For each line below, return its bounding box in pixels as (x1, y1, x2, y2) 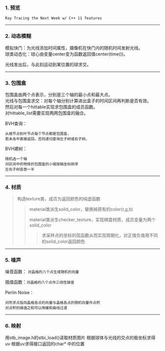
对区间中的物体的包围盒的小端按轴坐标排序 (5, 161, 79, 167)
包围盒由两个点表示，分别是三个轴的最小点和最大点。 (5, 91, 113, 97)
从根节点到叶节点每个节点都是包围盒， (5, 131, 71, 136)
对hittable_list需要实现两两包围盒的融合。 (5, 110, 88, 116)
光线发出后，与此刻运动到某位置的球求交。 (5, 61, 91, 67)
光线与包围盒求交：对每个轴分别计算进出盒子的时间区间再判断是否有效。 (5, 97, 151, 104)
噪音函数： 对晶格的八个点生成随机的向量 (5, 269, 80, 275)
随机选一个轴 (5, 156, 27, 161)
